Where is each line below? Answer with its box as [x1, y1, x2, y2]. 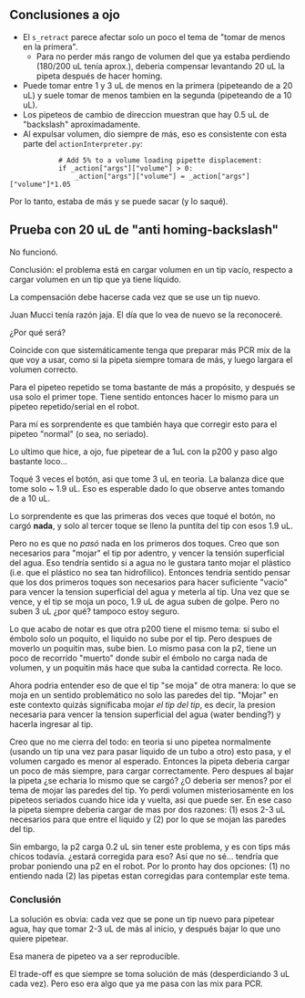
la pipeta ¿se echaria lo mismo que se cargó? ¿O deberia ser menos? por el [9, 774, 291, 785]
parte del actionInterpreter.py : [22, 138, 143, 149]
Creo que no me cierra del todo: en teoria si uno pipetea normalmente [9, 736, 271, 747]
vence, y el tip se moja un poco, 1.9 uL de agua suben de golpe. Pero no [9, 596, 280, 607]
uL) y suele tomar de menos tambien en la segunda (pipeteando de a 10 [22, 89, 292, 100]
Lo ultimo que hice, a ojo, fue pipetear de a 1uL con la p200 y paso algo [9, 446, 278, 457]
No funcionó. [9, 246, 59, 257]
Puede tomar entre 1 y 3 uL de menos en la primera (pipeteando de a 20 [22, 79, 293, 90]
